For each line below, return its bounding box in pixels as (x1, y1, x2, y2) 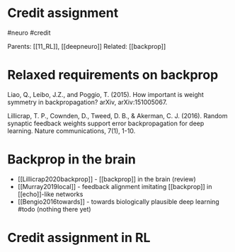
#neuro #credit (7, 28, 51, 37)
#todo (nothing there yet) (17, 205, 91, 213)
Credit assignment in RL (7, 230, 151, 246)
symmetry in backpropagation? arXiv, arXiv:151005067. (7, 98, 168, 106)
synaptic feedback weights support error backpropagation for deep (7, 119, 205, 127)
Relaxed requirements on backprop (7, 67, 219, 83)
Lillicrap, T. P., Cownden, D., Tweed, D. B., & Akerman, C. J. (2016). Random (7, 111, 228, 120)
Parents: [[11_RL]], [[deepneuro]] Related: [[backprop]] (7, 42, 166, 50)
